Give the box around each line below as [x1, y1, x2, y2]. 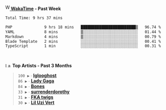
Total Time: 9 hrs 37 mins [5, 15, 63, 20]
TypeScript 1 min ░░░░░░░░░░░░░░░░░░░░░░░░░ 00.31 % [5, 43, 161, 49]
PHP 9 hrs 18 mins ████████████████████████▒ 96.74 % [5, 24, 161, 30]
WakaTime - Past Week [11, 6, 61, 12]
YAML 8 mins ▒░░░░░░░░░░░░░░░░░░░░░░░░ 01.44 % [5, 29, 161, 35]
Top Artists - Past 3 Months [12, 63, 72, 69]
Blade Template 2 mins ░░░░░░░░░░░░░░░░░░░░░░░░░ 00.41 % [5, 39, 161, 44]
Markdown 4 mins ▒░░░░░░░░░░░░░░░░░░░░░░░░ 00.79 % [5, 34, 161, 39]
